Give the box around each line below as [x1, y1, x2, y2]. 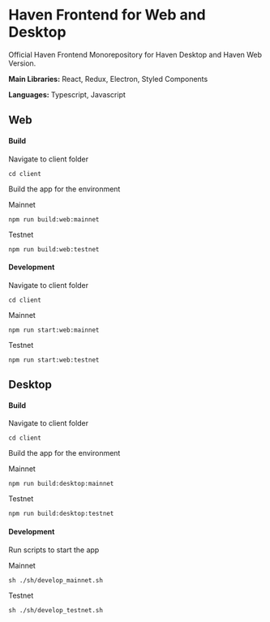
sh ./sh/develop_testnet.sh [8, 606, 104, 614]
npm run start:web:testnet [8, 355, 100, 364]
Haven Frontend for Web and [8, 6, 207, 24]
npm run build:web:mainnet [8, 215, 100, 224]
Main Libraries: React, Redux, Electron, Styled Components [8, 74, 208, 84]
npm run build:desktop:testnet [8, 509, 114, 518]
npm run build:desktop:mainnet [8, 480, 114, 488]
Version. [8, 58, 36, 68]
